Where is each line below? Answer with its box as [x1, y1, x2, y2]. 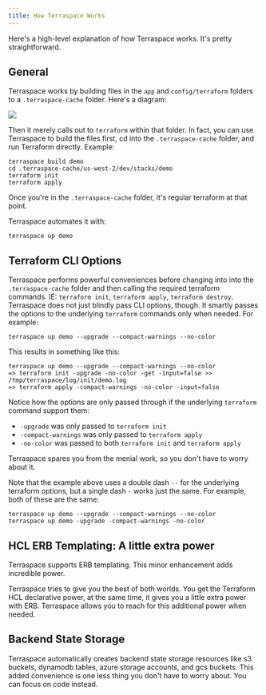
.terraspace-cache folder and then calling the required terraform [8, 284, 220, 293]
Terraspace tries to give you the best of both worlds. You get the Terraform [8, 584, 256, 594]
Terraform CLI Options [8, 253, 122, 268]
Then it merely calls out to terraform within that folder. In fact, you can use [8, 125, 254, 135]
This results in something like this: [8, 347, 121, 356]
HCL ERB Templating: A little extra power [8, 538, 215, 552]
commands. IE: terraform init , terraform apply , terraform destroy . [8, 292, 234, 302]
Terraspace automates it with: [8, 216, 106, 226]
